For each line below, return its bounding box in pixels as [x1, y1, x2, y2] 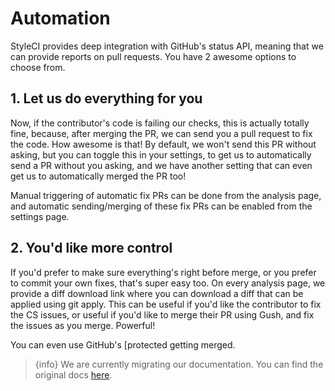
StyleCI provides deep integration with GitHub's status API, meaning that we [10, 40, 324, 52]
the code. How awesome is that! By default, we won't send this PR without [10, 138, 317, 150]
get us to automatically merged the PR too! [10, 170, 187, 182]
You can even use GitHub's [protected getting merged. [10, 338, 236, 351]
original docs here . [34, 368, 113, 381]
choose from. [10, 61, 66, 73]
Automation [10, 7, 111, 30]
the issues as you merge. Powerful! [10, 319, 156, 331]
